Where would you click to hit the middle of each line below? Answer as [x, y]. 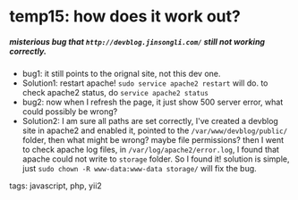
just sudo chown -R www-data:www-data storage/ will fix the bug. [139, 169]
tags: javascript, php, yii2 [56, 186]
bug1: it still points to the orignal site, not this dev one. [121, 74]
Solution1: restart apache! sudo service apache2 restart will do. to [145, 83]
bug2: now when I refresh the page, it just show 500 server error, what [153, 102]
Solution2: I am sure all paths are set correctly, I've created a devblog [150, 121]
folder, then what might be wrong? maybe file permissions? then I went [153, 140]
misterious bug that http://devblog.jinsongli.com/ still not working [137, 41]
